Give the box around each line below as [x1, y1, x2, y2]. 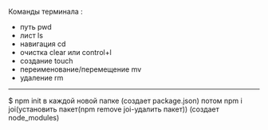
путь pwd [19, 22, 52, 31]
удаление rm [19, 73, 64, 82]
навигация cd [19, 39, 66, 49]
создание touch [19, 56, 73, 65]
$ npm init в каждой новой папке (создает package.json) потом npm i [8, 96, 243, 105]
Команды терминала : [8, 7, 84, 16]
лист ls [19, 31, 44, 40]
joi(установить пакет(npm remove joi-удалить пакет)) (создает [8, 104, 219, 114]
